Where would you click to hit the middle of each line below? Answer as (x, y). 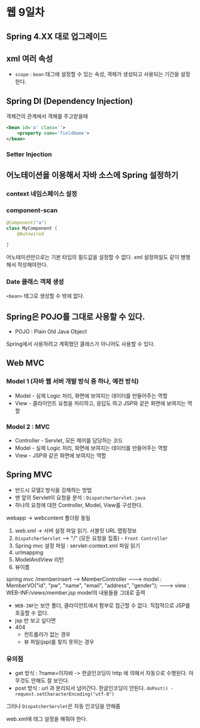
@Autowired (31, 234)
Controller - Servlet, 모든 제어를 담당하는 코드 (69, 440)
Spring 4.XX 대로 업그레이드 (57, 36)
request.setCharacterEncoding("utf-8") (65, 694)
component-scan (32, 210)
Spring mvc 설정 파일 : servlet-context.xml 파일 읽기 (78, 545)
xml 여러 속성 (30, 59)
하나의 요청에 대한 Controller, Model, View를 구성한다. (79, 505)
